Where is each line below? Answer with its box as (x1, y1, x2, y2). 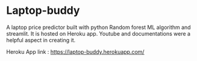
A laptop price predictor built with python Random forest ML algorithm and (6, 24, 191, 31)
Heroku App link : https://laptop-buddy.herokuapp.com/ (6, 48, 145, 55)
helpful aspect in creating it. (6, 36, 76, 43)
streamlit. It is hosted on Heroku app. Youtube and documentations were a (6, 30, 191, 37)
